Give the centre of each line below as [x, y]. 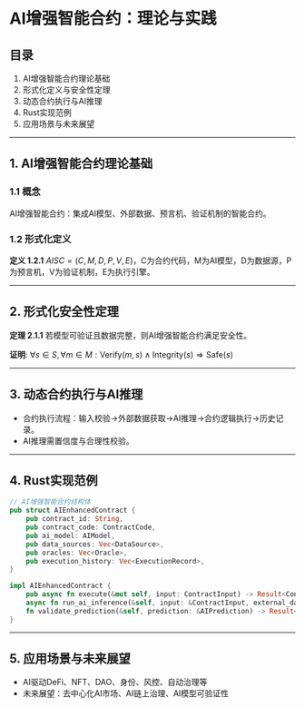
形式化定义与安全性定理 [66, 90]
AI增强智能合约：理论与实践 [113, 19]
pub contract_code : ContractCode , [91, 527]
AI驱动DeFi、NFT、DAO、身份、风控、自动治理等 [115, 682]
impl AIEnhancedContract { [60, 586]
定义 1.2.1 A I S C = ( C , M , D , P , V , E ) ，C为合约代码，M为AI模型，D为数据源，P [151, 260]
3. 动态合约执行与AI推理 [76, 394]
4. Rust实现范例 [54, 481]
